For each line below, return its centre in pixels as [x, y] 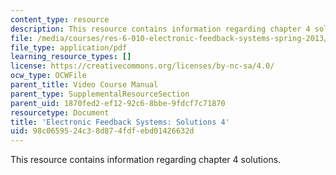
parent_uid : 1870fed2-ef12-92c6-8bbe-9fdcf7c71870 [118, 103]
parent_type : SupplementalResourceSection [100, 94]
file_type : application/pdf [69, 47]
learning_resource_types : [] [71, 57]
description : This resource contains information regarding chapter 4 [160, 29]
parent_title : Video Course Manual [84, 85]
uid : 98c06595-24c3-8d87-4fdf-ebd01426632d [102, 131]
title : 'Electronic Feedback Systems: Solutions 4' [120, 122]
